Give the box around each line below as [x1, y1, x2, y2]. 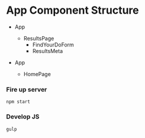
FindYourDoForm [32, 41, 74, 48]
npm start [6, 99, 31, 105]
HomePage [23, 70, 51, 77]
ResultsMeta [32, 47, 63, 54]
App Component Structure [6, 4, 139, 17]
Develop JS [6, 112, 40, 121]
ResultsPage [23, 34, 54, 42]
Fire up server [6, 85, 47, 93]
